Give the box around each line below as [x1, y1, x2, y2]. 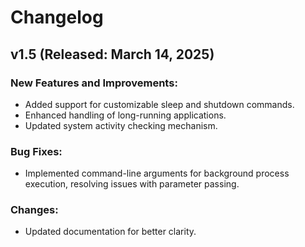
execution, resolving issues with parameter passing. [24, 178, 240, 190]
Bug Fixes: [10, 144, 63, 158]
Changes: [10, 203, 59, 217]
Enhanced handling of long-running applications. [24, 109, 227, 121]
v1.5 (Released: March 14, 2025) [10, 46, 215, 63]
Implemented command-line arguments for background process [24, 167, 290, 180]
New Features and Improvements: [10, 76, 178, 90]
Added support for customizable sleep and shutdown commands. [24, 98, 295, 110]
